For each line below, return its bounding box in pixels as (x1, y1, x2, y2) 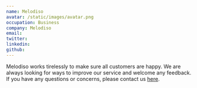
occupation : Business (6, 19, 60, 25)
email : (6, 31, 22, 36)
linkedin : (6, 42, 31, 48)
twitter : (6, 36, 28, 42)
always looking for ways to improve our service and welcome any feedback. (6, 69, 192, 76)
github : (6, 47, 25, 53)
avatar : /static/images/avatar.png (6, 14, 94, 20)
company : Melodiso (6, 25, 51, 31)
